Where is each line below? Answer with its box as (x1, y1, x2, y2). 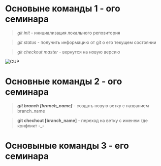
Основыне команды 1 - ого (5, 3, 121, 14)
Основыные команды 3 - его (5, 140, 129, 151)
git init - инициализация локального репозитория (17, 30, 121, 36)
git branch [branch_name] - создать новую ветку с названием (17, 102, 149, 109)
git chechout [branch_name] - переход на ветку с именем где (17, 117, 148, 124)
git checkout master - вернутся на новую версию (17, 49, 121, 55)
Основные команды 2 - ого (5, 76, 122, 87)
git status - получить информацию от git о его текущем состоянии (17, 39, 157, 45)
